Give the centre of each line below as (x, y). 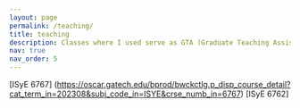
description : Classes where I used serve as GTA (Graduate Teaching (139, 42)
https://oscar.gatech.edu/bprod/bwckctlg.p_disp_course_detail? (174, 84)
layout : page (33, 17)
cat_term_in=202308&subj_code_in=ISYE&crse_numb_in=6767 (125, 94)
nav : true (28, 51)
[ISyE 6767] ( (33, 84)
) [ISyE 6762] (265, 94)
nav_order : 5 (33, 59)
